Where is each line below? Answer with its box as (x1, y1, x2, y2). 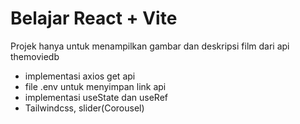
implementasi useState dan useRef (24, 91, 168, 103)
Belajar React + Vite (10, 7, 178, 30)
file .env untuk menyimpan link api (24, 80, 167, 92)
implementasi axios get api (24, 70, 136, 82)
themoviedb (10, 50, 60, 62)
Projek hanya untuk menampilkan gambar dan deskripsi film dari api (10, 40, 290, 52)
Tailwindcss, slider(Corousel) (24, 102, 145, 114)
